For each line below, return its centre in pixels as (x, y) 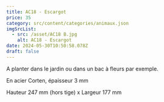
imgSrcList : (21, 29)
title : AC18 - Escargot (36, 12)
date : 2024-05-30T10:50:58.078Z (47, 46)
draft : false (23, 52)
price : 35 (19, 18)
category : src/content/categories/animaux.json (68, 23)
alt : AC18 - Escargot (44, 40)
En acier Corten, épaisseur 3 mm (47, 80)
